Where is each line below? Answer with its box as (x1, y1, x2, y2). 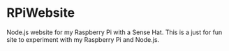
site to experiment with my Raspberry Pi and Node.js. (6, 35, 160, 43)
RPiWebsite (6, 5, 75, 21)
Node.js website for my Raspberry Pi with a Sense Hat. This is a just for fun (6, 28, 223, 36)
